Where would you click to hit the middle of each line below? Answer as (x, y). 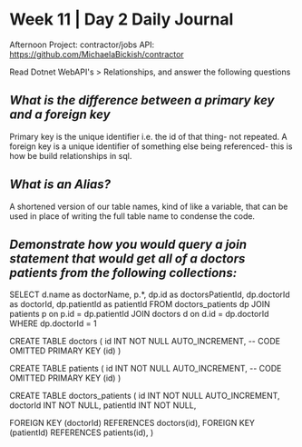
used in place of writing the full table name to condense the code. (132, 216)
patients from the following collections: (123, 273)
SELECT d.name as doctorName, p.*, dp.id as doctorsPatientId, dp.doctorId (150, 294)
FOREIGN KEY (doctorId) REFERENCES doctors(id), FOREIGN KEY (132, 423)
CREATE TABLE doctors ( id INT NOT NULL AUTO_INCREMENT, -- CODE (145, 342)
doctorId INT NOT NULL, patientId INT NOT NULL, (103, 405)
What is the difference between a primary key (142, 100)
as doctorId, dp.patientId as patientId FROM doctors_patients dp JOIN (140, 304)
